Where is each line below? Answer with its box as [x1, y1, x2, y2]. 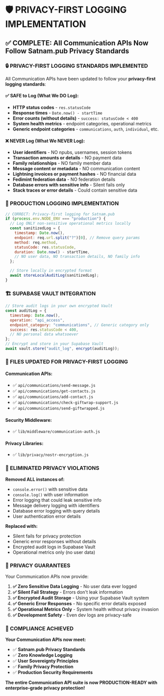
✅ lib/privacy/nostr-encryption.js [12, 451, 89, 458]
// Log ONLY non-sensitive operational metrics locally [10, 221, 131, 226]
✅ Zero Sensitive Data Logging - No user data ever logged [12, 583, 137, 589]
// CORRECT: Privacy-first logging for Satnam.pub [5, 211, 115, 217]
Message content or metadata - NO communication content [12, 166, 140, 172]
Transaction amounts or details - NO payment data [12, 155, 122, 161]
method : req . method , [14, 240, 58, 245]
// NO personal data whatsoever [10, 332, 79, 337]
